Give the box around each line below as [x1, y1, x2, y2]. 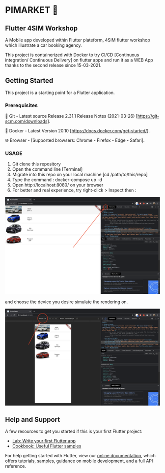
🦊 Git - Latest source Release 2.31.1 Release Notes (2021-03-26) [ [5, 113, 138, 119]
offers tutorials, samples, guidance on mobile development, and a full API [5, 458, 153, 464]
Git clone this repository [12, 161, 61, 167]
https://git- [137, 113, 160, 119]
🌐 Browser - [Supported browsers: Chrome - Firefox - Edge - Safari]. [5, 137, 145, 143]
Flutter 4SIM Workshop [5, 24, 78, 32]
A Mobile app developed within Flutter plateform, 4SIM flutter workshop [5, 37, 151, 43]
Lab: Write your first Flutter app [12, 438, 76, 444]
